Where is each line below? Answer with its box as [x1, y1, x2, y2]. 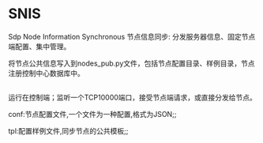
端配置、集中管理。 [8, 41, 71, 51]
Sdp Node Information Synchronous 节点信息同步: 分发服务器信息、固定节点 [8, 32, 256, 41]
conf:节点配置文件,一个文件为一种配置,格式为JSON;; [8, 110, 177, 119]
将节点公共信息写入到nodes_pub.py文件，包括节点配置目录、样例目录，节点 [8, 58, 255, 68]
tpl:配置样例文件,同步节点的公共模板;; [8, 126, 129, 136]
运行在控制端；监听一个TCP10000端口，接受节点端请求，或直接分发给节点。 [8, 92, 257, 103]
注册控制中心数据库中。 [8, 68, 85, 77]
